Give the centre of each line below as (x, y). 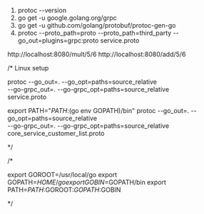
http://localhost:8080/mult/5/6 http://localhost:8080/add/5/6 (97, 54)
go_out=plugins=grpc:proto (58, 41)
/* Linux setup (28, 68)
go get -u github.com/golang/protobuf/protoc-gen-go (97, 25)
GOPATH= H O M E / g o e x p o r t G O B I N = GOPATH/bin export (87, 182)
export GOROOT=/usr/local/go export (62, 175)
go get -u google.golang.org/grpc (67, 18)
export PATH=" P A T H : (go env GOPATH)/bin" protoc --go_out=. (98, 111)
